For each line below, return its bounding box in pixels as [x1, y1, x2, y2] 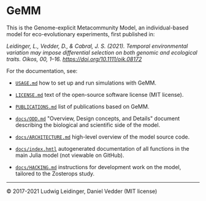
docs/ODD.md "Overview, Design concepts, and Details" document [15, 115, 180, 122]
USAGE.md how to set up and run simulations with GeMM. [15, 79, 156, 86]
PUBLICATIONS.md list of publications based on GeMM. [15, 102, 150, 110]
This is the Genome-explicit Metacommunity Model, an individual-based [6, 24, 189, 31]
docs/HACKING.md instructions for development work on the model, [15, 163, 181, 170]
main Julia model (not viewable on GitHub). [15, 151, 124, 159]
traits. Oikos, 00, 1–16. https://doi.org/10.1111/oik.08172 [6, 55, 142, 63]
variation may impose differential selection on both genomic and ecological [6, 48, 197, 56]
